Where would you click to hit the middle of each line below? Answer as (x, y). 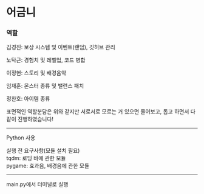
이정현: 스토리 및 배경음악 (36, 73)
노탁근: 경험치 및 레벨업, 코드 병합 (46, 60)
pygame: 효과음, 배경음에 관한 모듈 (48, 166)
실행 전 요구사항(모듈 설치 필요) (43, 151)
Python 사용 (21, 138)
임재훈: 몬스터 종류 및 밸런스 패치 (45, 86)
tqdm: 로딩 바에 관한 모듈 (36, 158)
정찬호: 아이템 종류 (28, 99)
